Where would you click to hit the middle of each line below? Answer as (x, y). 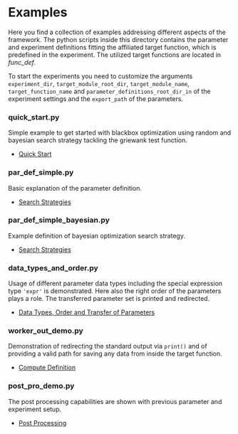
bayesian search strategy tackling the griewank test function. (98, 140)
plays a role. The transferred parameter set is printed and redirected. (109, 299)
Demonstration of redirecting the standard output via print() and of (108, 346)
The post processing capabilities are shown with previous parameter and (115, 401)
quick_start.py (34, 117)
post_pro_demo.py (41, 386)
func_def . (22, 62)
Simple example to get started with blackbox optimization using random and (120, 133)
